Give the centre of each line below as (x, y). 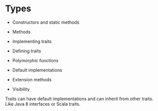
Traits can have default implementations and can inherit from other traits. (79, 99)
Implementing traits (32, 41)
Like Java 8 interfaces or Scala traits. (43, 104)
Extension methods (32, 79)
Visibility (21, 89)
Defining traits (27, 51)
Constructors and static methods (46, 22)
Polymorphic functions (35, 60)
